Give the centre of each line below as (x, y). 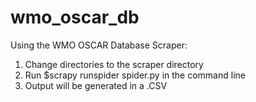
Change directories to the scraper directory (114, 64)
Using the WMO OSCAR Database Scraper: (99, 45)
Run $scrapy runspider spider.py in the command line (135, 75)
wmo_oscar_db (75, 17)
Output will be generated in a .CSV (96, 85)
